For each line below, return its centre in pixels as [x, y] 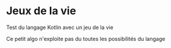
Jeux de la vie [41, 11]
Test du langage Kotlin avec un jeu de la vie [60, 27]
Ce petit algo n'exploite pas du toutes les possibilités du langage [86, 39]
